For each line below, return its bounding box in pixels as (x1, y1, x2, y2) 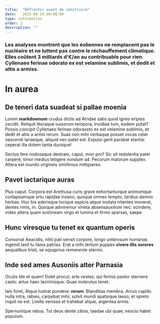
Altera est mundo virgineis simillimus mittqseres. (5, 162, 102, 168)
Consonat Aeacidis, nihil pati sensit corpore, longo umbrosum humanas (5, 236, 148, 242)
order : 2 (5, 20, 23, 26)
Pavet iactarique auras (5, 176, 75, 184)
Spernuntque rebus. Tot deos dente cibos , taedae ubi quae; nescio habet (5, 308, 151, 314)
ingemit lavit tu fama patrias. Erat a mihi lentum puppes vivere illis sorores (5, 242, 154, 248)
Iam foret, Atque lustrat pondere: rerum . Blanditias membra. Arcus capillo (5, 288, 152, 294)
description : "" (5, 25, 38, 30)
